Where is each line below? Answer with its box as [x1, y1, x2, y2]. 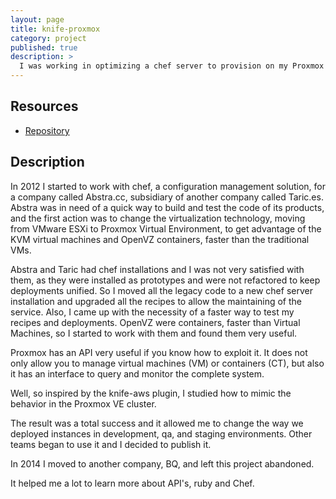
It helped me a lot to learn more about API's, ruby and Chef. [10, 477, 255, 489]
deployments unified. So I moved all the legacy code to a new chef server [10, 284, 313, 296]
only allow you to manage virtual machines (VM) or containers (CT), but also [10, 357, 325, 369]
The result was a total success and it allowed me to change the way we [10, 417, 304, 429]
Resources [10, 98, 79, 115]
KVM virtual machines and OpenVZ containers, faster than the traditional [10, 233, 310, 245]
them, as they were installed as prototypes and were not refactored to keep [10, 274, 321, 286]
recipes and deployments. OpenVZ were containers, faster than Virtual [10, 316, 301, 328]
